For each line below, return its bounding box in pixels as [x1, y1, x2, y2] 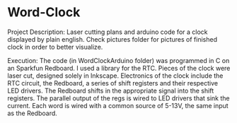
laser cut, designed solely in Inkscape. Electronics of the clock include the [7, 71, 224, 80]
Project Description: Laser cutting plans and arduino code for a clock [7, 28, 208, 36]
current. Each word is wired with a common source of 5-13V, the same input [7, 101, 229, 110]
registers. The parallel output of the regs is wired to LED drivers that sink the [7, 93, 230, 102]
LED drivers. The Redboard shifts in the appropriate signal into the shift [7, 86, 214, 95]
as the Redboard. [7, 109, 58, 117]
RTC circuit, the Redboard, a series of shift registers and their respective [7, 78, 218, 87]
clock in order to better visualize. [7, 42, 103, 51]
